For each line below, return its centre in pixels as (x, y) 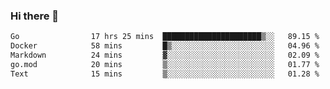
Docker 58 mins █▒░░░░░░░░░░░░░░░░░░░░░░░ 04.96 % (165, 46)
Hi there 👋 (35, 16)
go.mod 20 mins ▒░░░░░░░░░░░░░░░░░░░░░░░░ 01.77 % (165, 64)
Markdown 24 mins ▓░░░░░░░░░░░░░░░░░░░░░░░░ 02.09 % (165, 55)
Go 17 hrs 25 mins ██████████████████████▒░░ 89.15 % (165, 37)
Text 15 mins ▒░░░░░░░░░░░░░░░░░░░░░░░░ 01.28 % (165, 74)
